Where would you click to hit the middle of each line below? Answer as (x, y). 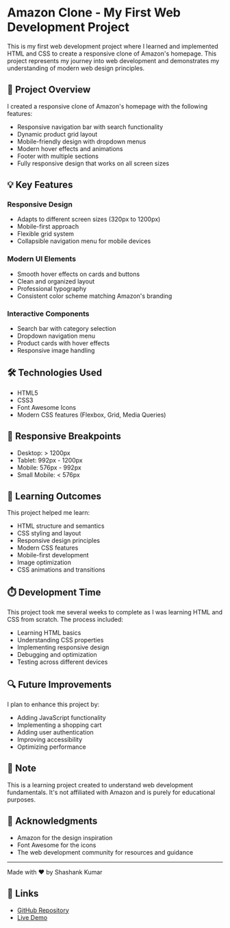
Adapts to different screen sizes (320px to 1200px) (89, 219)
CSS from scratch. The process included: (65, 620)
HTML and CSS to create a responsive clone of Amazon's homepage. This (112, 54)
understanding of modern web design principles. (76, 68)
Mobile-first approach (48, 227)
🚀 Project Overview (49, 90)
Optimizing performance (52, 747)
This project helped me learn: (49, 513)
